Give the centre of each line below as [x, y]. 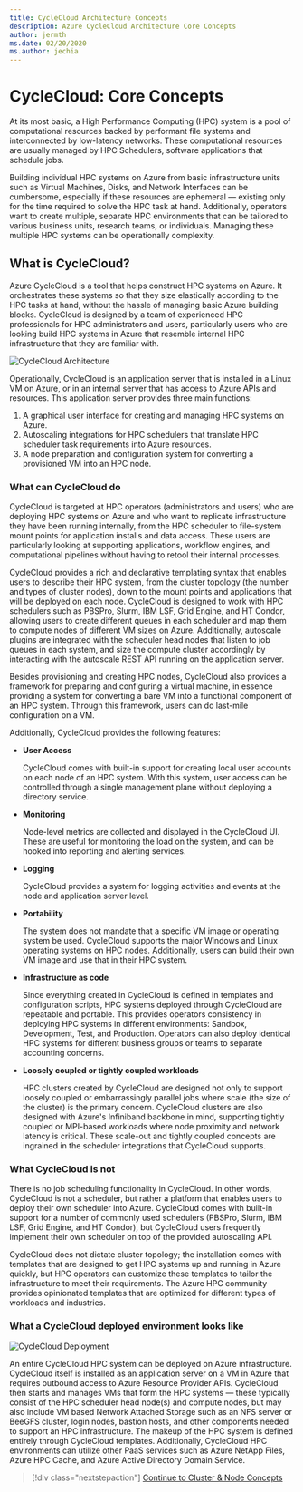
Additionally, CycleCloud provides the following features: [115, 733]
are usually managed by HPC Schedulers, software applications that [136, 150]
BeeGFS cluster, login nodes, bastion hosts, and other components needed [149, 1421]
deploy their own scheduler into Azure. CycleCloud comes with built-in [141, 1208]
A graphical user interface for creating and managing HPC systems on [153, 415]
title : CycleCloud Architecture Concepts [89, 18]
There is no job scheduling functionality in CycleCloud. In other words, [141, 1189]
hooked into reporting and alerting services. [104, 851]
